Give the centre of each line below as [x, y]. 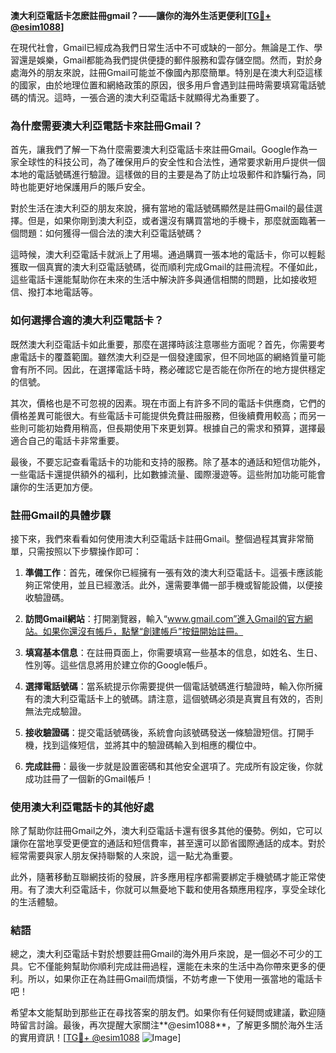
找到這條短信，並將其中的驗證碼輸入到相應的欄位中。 [152, 745]
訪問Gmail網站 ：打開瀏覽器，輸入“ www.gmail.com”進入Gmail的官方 [164, 618]
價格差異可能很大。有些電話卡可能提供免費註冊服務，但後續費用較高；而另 [163, 415]
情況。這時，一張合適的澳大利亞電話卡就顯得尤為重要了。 [146, 97]
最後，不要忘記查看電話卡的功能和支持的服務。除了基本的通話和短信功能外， [168, 461]
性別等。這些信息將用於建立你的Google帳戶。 [118, 665]
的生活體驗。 [36, 902]
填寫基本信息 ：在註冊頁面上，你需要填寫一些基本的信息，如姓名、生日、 [173, 652]
